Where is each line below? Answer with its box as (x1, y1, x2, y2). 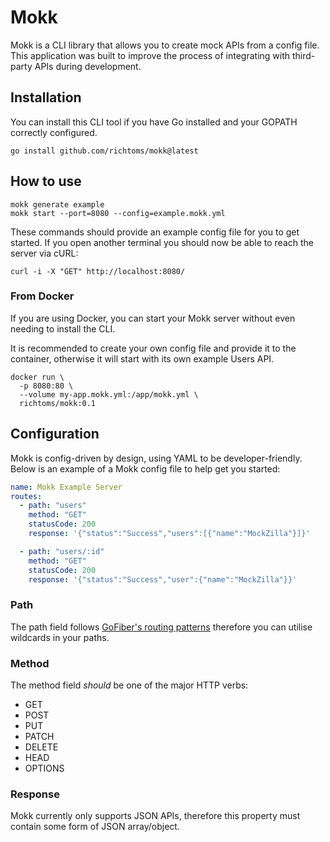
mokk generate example (10, 199, 105, 210)
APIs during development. (34, 60, 142, 72)
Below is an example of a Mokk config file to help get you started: (10, 462, 281, 475)
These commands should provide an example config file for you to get (10, 226, 300, 238)
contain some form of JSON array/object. (10, 821, 180, 833)
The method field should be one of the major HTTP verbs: (10, 679, 249, 691)
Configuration (10, 426, 100, 443)
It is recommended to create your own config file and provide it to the (10, 342, 297, 354)
